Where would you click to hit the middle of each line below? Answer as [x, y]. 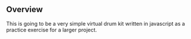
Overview [25, 10]
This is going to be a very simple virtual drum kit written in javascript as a [96, 23]
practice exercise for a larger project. [51, 30]
